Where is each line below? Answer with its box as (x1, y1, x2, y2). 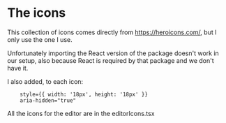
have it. (7, 64, 29, 72)
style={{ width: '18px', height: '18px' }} (20, 91, 149, 98)
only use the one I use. (7, 35, 73, 43)
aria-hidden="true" (20, 96, 77, 104)
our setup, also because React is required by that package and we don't (7, 56, 214, 64)
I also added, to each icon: (7, 77, 84, 85)
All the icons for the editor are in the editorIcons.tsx (7, 109, 155, 117)
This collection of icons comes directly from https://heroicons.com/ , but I (7, 28, 217, 36)
